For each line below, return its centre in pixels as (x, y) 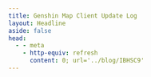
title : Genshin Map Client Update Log (73, 16)
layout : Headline (37, 23)
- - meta (30, 46)
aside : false (30, 30)
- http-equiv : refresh (60, 53)
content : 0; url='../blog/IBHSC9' (87, 61)
